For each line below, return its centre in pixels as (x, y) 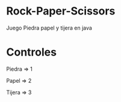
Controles (32, 52)
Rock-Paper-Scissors (61, 11)
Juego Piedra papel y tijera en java (49, 28)
